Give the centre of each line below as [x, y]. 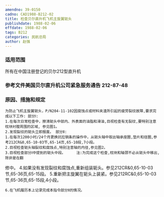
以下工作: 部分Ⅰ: [24, 116]
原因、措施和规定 [25, 100]
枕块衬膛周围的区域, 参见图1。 [32, 127]
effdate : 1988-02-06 [26, 28]
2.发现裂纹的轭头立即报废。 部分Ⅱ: [36, 132]
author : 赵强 [18, 42]
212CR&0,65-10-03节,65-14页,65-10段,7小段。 [53, 142]
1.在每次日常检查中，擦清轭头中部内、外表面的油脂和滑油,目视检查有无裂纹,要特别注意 [81, 122]
